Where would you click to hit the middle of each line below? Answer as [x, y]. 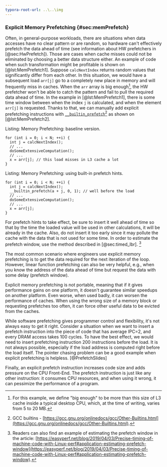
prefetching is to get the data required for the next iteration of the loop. [78, 259]
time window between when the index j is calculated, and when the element [83, 102]
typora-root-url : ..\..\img [34, 10]
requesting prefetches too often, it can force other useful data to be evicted [83, 306]
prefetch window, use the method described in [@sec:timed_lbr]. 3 [73, 244]
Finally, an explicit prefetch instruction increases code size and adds [75, 367]
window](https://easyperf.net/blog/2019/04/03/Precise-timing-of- [80, 449]
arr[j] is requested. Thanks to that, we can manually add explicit [72, 108]
